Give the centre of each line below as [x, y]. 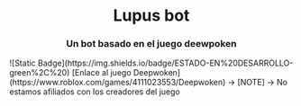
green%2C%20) [40, 73]
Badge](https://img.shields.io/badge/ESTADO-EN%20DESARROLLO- [165, 63]
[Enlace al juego [102, 73]
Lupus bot [151, 16]
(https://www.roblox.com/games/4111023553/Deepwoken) [118, 83]
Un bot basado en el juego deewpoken [151, 44]
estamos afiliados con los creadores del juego [95, 92]
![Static [23, 63]
